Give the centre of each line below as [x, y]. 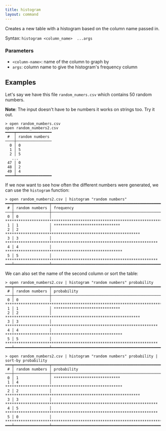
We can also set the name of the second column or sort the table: [72, 273]
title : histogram [23, 10]
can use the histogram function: [37, 190]
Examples [21, 82]
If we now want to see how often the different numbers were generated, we [82, 185]
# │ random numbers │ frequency [41, 208]
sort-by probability [26, 360]
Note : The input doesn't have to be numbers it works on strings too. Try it [80, 109]
